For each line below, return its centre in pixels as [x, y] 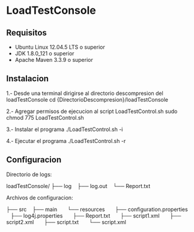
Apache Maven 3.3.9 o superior [54, 60]
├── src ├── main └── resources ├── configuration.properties [97, 209]
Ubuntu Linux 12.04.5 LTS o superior [60, 47]
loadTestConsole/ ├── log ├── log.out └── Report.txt [78, 186]
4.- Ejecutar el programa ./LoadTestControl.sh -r [66, 141]
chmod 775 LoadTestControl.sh [45, 117]
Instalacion [28, 79]
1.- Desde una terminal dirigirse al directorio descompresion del [85, 93]
